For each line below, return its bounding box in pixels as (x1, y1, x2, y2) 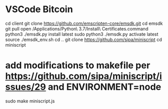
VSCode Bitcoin (5, 4, 73, 15)
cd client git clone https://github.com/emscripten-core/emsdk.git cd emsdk (5, 20, 163, 26)
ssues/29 (5, 81, 46, 93)
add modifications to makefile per (5, 60, 151, 71)
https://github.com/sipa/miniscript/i (5, 70, 162, 82)
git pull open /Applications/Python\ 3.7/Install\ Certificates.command (5, 25, 149, 31)
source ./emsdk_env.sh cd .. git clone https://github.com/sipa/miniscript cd (5, 37, 162, 43)
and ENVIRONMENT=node (48, 81, 161, 93)
